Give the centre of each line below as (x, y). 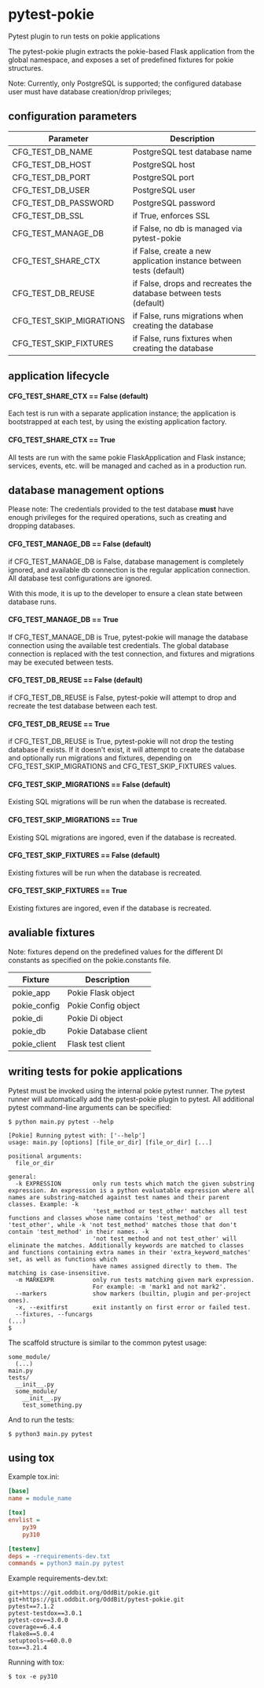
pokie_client (34, 1044)
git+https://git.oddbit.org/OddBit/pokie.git (84, 1593)
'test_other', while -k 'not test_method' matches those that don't (123, 1225)
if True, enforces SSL (171, 215)
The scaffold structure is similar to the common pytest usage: (108, 1342)
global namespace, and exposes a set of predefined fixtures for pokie (121, 60)
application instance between (187, 261)
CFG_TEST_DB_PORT (51, 177)
